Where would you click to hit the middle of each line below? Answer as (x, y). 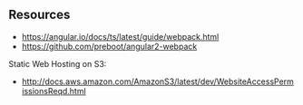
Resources (39, 15)
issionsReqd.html (54, 91)
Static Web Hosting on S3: (58, 63)
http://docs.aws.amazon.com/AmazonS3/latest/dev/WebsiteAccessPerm (157, 81)
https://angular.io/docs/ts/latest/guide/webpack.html (120, 36)
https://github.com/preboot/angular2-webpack (109, 46)
